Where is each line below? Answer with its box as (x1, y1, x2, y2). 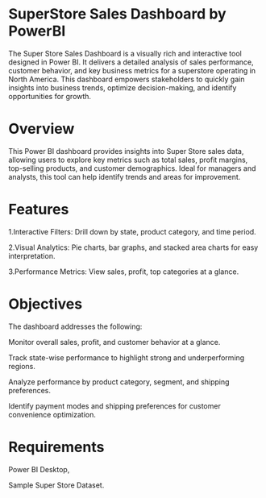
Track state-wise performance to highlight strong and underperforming (8, 352, 245, 363)
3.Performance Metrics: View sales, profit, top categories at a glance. (8, 267, 239, 276)
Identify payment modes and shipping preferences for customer (8, 400, 222, 411)
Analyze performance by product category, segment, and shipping (8, 376, 230, 387)
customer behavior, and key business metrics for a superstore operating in (8, 65, 256, 75)
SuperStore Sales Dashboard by (8, 5, 227, 23)
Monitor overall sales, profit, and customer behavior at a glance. (8, 337, 221, 347)
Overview (8, 120, 75, 138)
